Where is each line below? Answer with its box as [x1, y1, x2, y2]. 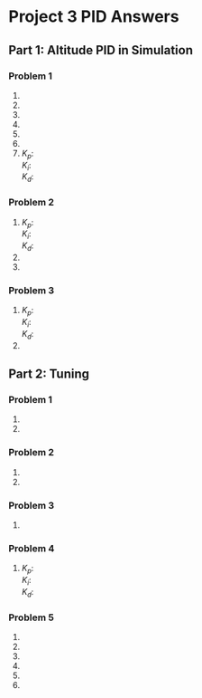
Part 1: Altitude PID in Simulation [8, 43, 194, 58]
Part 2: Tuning [8, 367, 90, 382]
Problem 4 [8, 541, 55, 554]
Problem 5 [8, 611, 55, 624]
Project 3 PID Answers [8, 6, 179, 27]
